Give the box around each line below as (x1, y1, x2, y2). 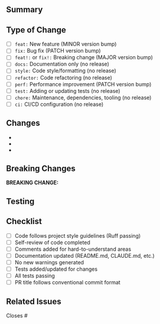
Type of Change (6, 25, 66, 35)
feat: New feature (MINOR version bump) (14, 41, 117, 48)
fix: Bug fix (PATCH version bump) (14, 47, 102, 54)
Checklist (6, 216, 43, 226)
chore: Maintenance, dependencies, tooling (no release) (14, 94, 152, 101)
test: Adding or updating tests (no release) (14, 87, 120, 94)
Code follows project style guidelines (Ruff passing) (14, 232, 141, 239)
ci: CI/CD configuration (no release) (14, 101, 104, 108)
